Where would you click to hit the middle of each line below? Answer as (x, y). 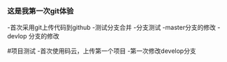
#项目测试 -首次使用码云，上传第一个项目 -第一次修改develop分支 (102, 51)
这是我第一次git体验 (41, 10)
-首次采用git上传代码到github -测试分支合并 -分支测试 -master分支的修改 (112, 28)
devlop (17, 36)
